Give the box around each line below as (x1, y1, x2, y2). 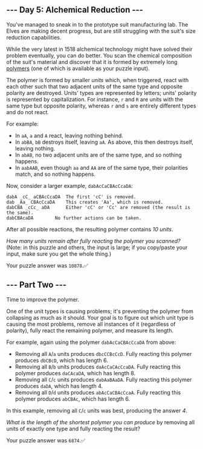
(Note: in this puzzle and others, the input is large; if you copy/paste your (6, 244, 188, 251)
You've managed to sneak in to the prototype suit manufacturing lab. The (6, 21, 188, 28)
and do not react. (6, 108, 50, 115)
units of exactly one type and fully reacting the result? (6, 425, 141, 432)
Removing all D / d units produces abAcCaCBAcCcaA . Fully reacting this (14, 389, 181, 396)
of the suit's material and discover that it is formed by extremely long (6, 58, 178, 65)
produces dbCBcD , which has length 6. (14, 357, 109, 364)
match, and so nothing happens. (14, 170, 95, 178)
